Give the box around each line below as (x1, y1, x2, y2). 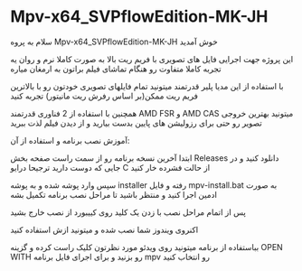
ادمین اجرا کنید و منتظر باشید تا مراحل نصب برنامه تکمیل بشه (10, 189, 218, 200)
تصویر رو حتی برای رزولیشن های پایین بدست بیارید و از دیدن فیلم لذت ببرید (10, 117, 263, 128)
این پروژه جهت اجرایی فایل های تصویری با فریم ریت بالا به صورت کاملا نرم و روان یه (10, 53, 294, 64)
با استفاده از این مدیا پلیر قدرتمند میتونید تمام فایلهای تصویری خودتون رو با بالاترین (10, 80, 284, 91)
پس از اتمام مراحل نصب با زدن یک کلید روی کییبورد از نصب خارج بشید (10, 206, 247, 218)
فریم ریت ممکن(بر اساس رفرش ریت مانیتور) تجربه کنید (10, 90, 198, 101)
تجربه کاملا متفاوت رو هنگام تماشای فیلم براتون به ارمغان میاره (10, 63, 222, 74)
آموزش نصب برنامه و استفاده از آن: (10, 135, 130, 145)
